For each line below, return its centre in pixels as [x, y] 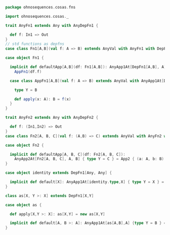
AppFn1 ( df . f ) [28, 72]
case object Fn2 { [25, 145]
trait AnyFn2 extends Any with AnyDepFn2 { [52, 118]
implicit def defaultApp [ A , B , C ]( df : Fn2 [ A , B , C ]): [68, 154]
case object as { [24, 205]
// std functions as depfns [35, 44]
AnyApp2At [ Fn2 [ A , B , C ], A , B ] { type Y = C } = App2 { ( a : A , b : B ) [89, 159]
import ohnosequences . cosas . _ [37, 16]
